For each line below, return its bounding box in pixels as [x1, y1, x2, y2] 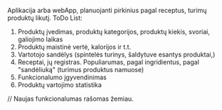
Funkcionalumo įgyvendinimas [17, 73, 107, 81]
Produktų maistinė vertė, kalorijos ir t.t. [17, 43, 132, 51]
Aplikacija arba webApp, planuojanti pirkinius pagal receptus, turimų [7, 6, 207, 14]
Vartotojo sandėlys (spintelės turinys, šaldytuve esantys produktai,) [17, 50, 216, 59]
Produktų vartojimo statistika [17, 81, 102, 89]
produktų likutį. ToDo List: [7, 14, 83, 22]
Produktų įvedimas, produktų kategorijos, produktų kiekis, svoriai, [17, 28, 210, 36]
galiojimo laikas [17, 35, 63, 44]
